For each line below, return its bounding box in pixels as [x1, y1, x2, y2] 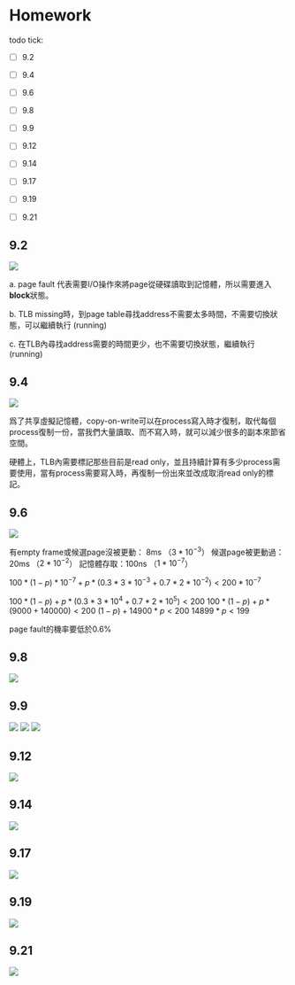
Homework [9, 5, 92, 26]
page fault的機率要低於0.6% [9, 624, 112, 634]
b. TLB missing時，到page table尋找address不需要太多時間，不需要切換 [9, 309, 271, 320]
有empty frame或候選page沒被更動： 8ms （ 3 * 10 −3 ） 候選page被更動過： [9, 546, 284, 557]
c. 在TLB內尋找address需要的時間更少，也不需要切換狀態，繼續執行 [9, 338, 256, 350]
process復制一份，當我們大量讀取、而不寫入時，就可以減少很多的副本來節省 [9, 427, 286, 438]
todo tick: [9, 35, 44, 45]
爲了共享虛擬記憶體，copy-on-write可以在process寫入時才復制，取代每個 [9, 415, 276, 426]
